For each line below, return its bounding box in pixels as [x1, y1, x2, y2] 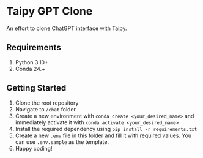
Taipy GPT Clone [6, 4, 93, 18]
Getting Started [6, 83, 67, 93]
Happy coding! [15, 145, 53, 152]
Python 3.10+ [15, 58, 49, 66]
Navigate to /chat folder [15, 105, 76, 113]
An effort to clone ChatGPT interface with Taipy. [6, 24, 127, 32]
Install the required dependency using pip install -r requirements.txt [15, 125, 197, 132]
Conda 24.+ [15, 65, 46, 72]
